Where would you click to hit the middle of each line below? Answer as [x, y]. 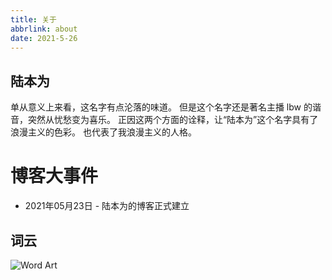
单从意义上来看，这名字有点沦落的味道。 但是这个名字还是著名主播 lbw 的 [161, 107]
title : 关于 [33, 19]
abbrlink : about [44, 29]
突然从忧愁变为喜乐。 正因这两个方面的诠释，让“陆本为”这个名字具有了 [173, 120]
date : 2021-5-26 [44, 38]
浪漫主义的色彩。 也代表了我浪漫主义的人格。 [103, 132]
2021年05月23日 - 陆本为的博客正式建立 [107, 206]
